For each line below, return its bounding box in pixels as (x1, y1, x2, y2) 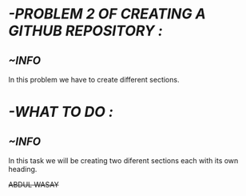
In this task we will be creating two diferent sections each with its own (8, 156, 239, 165)
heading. (8, 165, 38, 174)
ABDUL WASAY (8, 180, 59, 189)
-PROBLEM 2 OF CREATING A (8, 5, 206, 23)
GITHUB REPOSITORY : (8, 22, 164, 40)
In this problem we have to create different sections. (8, 75, 180, 84)
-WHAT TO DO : (8, 103, 113, 121)
